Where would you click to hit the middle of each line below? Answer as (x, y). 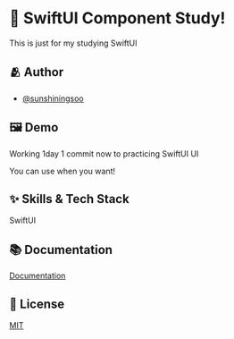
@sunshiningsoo (53, 98)
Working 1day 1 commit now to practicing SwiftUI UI (104, 153)
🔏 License (37, 304)
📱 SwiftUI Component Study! (117, 18)
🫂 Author (37, 72)
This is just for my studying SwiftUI (73, 43)
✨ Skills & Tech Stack (69, 199)
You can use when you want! (63, 171)
